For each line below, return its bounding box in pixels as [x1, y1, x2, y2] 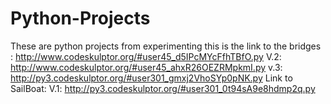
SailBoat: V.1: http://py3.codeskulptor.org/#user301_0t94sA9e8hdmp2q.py [10, 82, 316, 94]
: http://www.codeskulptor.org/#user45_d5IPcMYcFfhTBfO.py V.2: [10, 50, 282, 62]
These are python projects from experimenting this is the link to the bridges [10, 40, 322, 52]
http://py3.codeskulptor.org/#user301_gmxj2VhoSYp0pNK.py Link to [10, 72, 293, 84]
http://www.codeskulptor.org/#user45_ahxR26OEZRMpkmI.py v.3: [10, 61, 283, 73]
